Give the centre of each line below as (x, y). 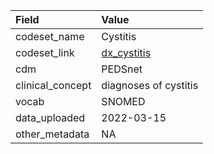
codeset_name (50, 36)
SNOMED (123, 101)
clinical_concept (53, 85)
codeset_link (45, 52)
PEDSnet (122, 69)
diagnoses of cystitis (150, 85)
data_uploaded (50, 117)
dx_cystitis (126, 52)
